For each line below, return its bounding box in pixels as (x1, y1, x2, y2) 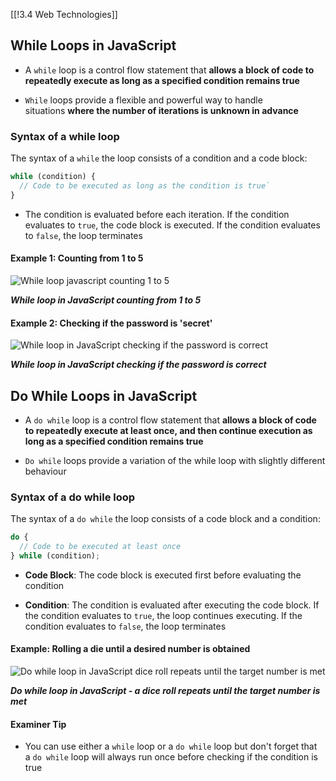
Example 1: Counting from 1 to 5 (10, 252, 144, 264)
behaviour (24, 465, 67, 477)
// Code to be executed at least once (19, 542, 182, 552)
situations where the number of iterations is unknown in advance (24, 104, 299, 116)
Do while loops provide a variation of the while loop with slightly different (24, 454, 326, 466)
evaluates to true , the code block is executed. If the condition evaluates (24, 219, 321, 231)
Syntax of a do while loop (10, 490, 136, 504)
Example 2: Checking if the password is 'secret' (10, 317, 213, 329)
